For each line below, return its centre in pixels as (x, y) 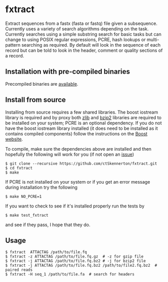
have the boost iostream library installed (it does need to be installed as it (82, 128)
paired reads (19, 270)
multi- (153, 40)
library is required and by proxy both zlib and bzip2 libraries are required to (83, 117)
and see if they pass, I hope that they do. (48, 225)
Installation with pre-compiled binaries (68, 72)
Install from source (36, 100)
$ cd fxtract (19, 168)
